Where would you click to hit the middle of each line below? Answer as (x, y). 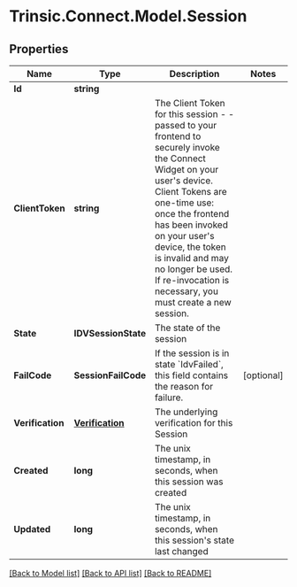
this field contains (191, 375)
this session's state (194, 540)
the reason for (184, 386)
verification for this (194, 423)
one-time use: (184, 203)
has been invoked (191, 225)
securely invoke (187, 147)
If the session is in (192, 353)
